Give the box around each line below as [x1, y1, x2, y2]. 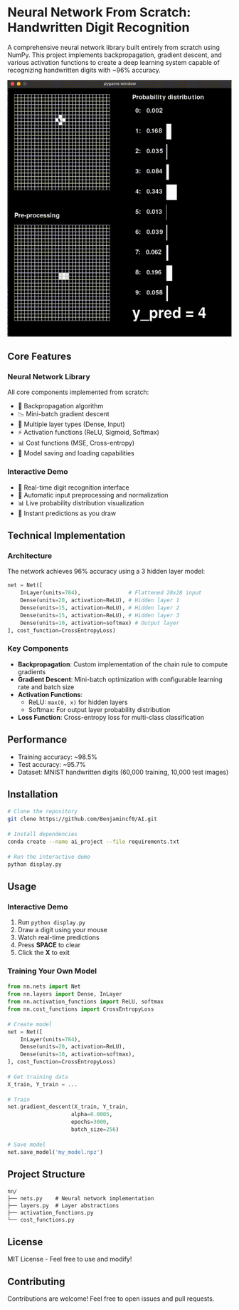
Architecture [7, 551, 53, 561]
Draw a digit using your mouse [17, 926, 108, 934]
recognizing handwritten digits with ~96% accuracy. [7, 66, 161, 74]
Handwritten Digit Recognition [7, 19, 190, 36]
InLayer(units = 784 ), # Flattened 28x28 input [20, 589, 202, 597]
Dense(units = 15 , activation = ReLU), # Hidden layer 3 [20, 612, 180, 619]
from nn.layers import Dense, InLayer [7, 991, 122, 998]
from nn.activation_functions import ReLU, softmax [7, 999, 164, 1006]
